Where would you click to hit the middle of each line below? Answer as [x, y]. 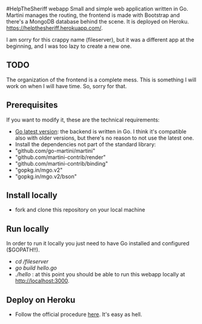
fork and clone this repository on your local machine [80, 210]
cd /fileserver [32, 262]
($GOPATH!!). [23, 250]
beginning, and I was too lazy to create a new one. [69, 46]
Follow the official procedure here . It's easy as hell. [78, 314]
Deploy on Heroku [41, 300]
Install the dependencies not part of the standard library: [85, 144]
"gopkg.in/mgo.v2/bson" [46, 176]
